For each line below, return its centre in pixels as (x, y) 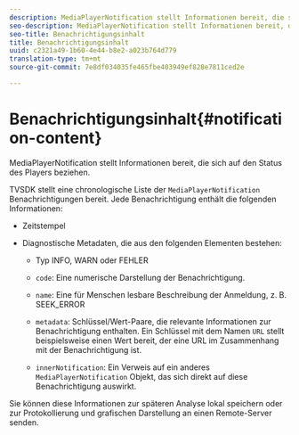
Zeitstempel (44, 226)
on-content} (56, 138)
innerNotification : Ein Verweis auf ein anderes (123, 367)
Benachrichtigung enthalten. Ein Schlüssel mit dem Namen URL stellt (160, 331)
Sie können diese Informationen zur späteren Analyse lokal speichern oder (146, 403)
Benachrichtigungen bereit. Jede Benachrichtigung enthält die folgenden (143, 199)
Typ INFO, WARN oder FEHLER (92, 260)
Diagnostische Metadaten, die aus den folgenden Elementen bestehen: (152, 242)
